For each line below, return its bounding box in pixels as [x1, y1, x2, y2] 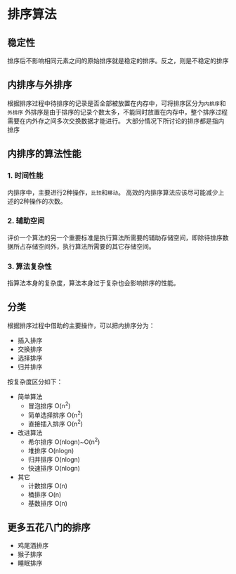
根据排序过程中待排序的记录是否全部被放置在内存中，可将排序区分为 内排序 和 [7, 99, 226, 107]
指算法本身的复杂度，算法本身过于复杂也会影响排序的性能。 [7, 279, 180, 287]
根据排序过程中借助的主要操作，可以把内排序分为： [7, 321, 155, 330]
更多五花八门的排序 [7, 521, 91, 533]
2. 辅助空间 [7, 216, 45, 226]
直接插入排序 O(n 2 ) [27, 419, 83, 428]
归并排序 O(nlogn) [27, 455, 81, 464]
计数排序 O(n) [27, 481, 68, 490]
